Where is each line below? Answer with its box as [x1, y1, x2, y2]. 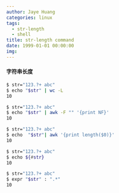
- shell [11, 32, 31, 38]
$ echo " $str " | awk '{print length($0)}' [6, 132, 115, 138]
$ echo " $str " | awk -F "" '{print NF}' [6, 110, 110, 116]
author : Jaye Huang [6, 8, 56, 15]
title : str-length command [6, 37, 74, 43]
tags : [6, 20, 20, 26]
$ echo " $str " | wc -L [6, 87, 63, 93]
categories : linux [6, 15, 53, 21]
